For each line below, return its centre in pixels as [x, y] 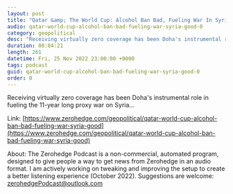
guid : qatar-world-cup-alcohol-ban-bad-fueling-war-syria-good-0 [103, 71]
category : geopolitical [42, 33]
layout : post [26, 14]
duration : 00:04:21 [35, 46]
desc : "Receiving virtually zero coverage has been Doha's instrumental [114, 39]
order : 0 [20, 78]
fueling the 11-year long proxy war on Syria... [71, 105]
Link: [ [16, 118]
